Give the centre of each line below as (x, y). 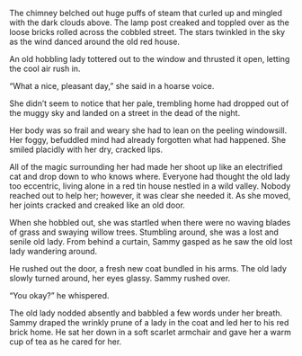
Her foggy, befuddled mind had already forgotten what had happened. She (147, 140)
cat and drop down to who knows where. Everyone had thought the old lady (150, 176)
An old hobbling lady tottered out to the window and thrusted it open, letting (150, 59)
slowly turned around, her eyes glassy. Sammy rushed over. (120, 278)
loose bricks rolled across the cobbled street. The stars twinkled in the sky (147, 32)
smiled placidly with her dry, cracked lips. (86, 149)
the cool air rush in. (45, 68)
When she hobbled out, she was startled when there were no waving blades (150, 222)
